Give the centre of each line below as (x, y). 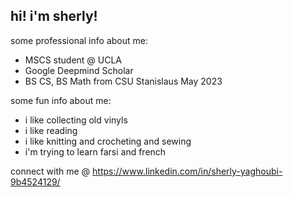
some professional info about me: (79, 40)
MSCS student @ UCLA (73, 60)
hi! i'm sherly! (54, 16)
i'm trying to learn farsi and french (95, 151)
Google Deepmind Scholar (79, 70)
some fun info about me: (61, 100)
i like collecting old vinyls (76, 120)
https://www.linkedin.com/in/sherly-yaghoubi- (187, 171)
